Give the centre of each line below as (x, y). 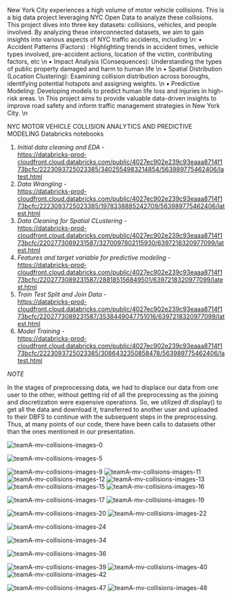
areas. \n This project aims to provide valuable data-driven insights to (118, 98)
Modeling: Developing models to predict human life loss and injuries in (107, 91)
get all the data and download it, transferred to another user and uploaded (113, 409)
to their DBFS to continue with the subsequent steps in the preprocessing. (112, 417)
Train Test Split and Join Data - (62, 294)
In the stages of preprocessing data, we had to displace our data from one (113, 387)
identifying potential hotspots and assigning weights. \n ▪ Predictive (104, 83)
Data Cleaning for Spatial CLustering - (72, 221)
